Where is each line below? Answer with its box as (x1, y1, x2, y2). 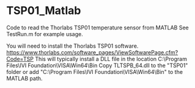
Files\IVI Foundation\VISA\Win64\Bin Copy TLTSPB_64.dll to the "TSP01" (6, 62, 188, 69)
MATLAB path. (6, 75, 43, 82)
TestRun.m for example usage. (6, 30, 84, 37)
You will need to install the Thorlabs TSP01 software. (6, 42, 139, 50)
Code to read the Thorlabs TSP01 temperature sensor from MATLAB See (6, 24, 189, 31)
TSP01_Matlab (6, 4, 81, 18)
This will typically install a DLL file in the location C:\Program (34, 55, 188, 62)
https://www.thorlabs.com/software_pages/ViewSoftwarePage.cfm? (6, 48, 178, 56)
